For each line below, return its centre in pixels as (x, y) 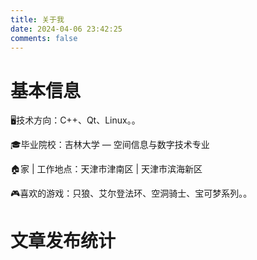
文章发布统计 (63, 240)
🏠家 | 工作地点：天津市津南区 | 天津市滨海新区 (106, 169)
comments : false (44, 38)
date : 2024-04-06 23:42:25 (66, 29)
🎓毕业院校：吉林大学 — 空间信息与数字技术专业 (110, 145)
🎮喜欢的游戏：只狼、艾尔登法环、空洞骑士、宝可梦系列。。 (131, 193)
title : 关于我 (37, 19)
